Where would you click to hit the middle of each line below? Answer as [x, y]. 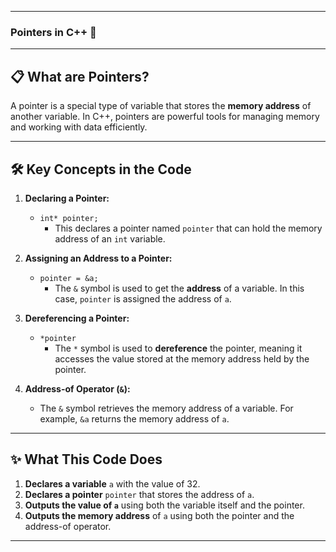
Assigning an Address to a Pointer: [98, 258]
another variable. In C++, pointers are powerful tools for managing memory [165, 117]
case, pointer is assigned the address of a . [143, 298]
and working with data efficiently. [79, 127]
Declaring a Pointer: [67, 198]
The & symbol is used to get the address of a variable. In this [179, 288]
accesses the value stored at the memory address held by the [182, 358]
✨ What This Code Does [86, 459]
